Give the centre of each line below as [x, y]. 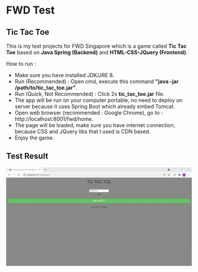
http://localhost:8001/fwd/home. [54, 119]
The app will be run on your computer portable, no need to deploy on [98, 100]
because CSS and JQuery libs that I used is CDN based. [82, 131]
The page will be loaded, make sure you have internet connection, [95, 125]
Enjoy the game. [34, 138]
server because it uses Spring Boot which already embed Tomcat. [95, 106]
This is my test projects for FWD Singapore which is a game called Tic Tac [96, 46]
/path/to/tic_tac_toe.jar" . [46, 88]
